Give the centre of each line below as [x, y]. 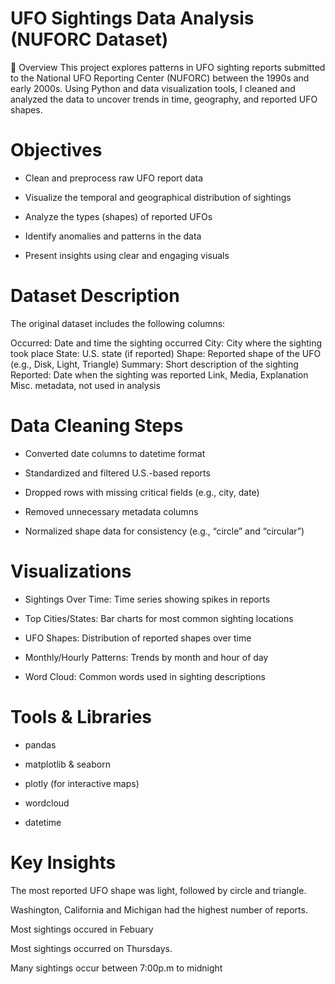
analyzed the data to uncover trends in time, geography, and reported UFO [164, 99]
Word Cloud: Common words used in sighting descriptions [145, 676]
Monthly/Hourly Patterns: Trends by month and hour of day [146, 657]
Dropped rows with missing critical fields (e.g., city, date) [142, 492]
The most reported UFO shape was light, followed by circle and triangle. [158, 890]
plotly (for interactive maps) [82, 783]
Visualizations [71, 571]
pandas [40, 744]
